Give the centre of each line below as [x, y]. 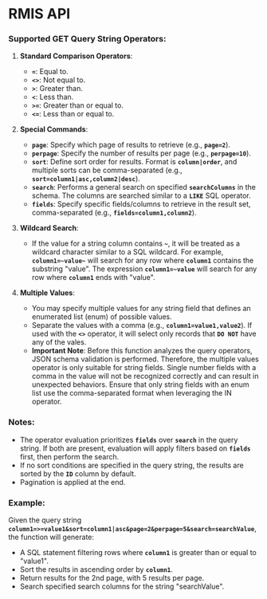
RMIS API [39, 14]
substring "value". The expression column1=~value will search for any [144, 269]
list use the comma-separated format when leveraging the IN [132, 393]
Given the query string [45, 520]
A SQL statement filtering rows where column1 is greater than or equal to [138, 553]
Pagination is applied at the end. [73, 482]
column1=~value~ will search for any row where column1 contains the [143, 261]
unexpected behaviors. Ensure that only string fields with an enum [140, 384]
